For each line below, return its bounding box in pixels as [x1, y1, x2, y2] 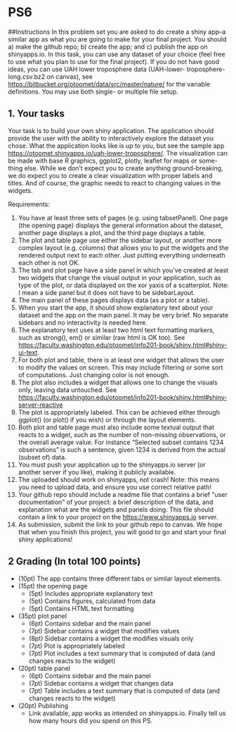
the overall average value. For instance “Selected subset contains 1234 [18, 438, 224, 446]
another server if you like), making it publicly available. [18, 467, 176, 476]
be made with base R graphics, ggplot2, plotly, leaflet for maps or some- [8, 156, 218, 165]
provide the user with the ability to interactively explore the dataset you [8, 134, 214, 142]
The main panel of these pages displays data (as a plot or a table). [18, 296, 210, 304]
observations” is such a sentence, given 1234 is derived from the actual [18, 445, 225, 454]
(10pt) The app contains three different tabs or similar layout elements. [18, 574, 222, 583]
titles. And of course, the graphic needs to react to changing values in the [8, 179, 221, 187]
